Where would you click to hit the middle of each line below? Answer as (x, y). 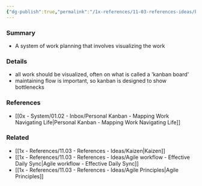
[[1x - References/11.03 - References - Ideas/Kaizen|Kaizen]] (90, 151)
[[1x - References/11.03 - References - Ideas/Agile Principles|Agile (97, 170)
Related (18, 137)
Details (17, 61)
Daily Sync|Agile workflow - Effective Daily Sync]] (77, 163)
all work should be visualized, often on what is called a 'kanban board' (102, 74)
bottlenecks (29, 87)
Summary (21, 32)
